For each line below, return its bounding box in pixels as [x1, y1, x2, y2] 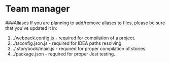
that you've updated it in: [5, 25, 57, 31]
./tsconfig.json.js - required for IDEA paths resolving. [12, 40, 123, 46]
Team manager [5, 3, 70, 15]
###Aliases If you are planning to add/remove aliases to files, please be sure [5, 20, 165, 26]
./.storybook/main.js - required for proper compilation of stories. [12, 45, 147, 51]
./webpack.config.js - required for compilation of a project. [12, 35, 135, 41]
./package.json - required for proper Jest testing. [12, 51, 115, 57]
